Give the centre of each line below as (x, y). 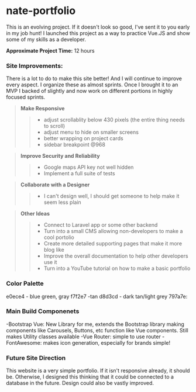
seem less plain (63, 202)
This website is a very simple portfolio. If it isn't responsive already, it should (98, 371)
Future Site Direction (36, 358)
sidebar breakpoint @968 (74, 145)
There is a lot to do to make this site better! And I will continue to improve (94, 79)
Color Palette (25, 283)
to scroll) (54, 126)
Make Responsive (42, 109)
